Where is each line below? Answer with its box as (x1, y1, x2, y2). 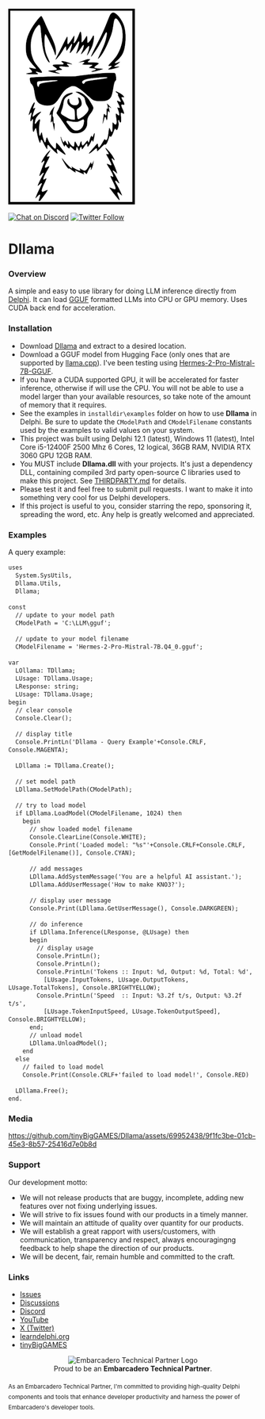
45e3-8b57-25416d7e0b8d (8, 1139, 97, 1149)
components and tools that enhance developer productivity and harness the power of (8, 1393, 240, 1401)
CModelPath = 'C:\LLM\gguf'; (15, 619, 112, 627)
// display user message (28, 897, 112, 905)
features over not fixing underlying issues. (19, 1201, 158, 1211)
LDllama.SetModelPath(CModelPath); (15, 786, 133, 794)
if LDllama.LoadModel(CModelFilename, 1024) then (15, 809, 182, 817)
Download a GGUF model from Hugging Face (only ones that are (19, 350, 231, 359)
